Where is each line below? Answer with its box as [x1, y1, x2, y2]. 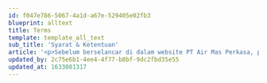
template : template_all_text [8, 33, 105, 42]
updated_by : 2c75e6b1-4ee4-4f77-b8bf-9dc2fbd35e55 [8, 56, 180, 64]
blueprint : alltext [8, 19, 73, 27]
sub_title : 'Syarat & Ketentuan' [8, 41, 119, 49]
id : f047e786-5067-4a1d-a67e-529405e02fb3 [8, 11, 151, 20]
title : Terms [8, 26, 52, 34]
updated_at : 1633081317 [8, 63, 87, 71]
